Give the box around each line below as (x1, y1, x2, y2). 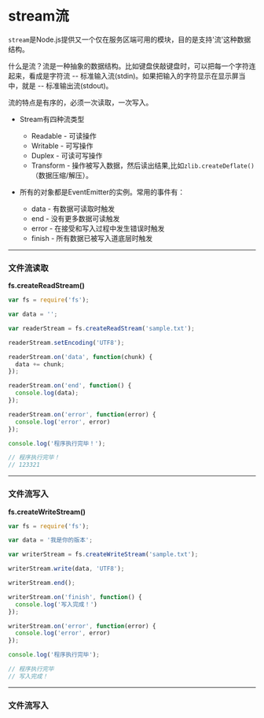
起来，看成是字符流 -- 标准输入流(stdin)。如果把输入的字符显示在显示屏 (8, 71, 240, 80)
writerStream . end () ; (8, 579, 76, 587)
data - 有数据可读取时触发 (31, 204, 115, 213)
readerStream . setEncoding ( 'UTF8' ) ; (8, 339, 125, 346)
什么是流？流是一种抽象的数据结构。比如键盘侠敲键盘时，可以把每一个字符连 (8, 61, 256, 71)
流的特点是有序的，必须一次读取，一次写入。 (8, 98, 153, 107)
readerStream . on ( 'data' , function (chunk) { (8, 353, 153, 361)
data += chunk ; (15, 360, 65, 368)
